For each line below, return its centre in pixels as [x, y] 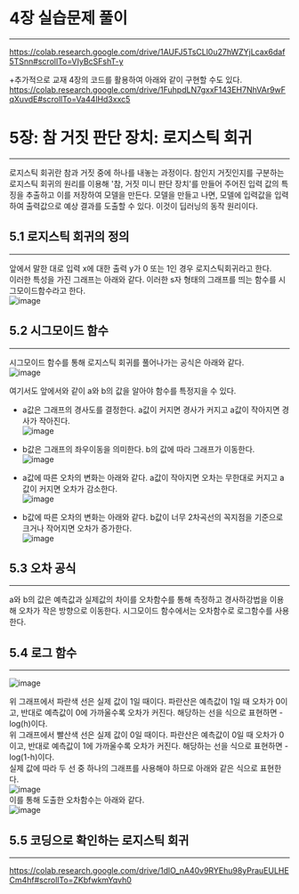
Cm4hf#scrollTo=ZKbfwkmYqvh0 [70, 880]
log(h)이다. [28, 724]
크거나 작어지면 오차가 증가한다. [77, 528]
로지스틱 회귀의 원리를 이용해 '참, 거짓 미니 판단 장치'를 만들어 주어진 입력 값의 [144, 183]
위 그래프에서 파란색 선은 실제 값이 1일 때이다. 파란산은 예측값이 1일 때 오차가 [141, 702]
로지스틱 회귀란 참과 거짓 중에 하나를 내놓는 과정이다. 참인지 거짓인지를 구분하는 [147, 172]
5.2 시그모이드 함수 [59, 331]
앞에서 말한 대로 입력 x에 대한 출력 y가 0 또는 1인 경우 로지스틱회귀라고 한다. [141, 268]
